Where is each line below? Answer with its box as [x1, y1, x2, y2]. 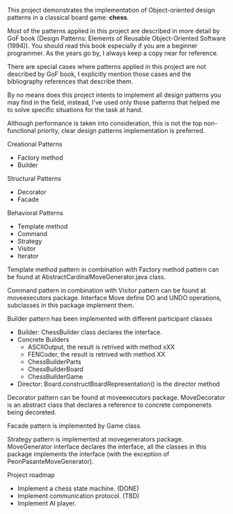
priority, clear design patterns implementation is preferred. [37, 127, 205, 134]
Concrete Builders [17, 336, 70, 343]
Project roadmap [7, 471, 56, 479]
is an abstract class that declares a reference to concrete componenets [7, 400, 212, 409]
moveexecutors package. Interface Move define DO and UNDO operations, [7, 294, 222, 302]
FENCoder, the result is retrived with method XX [27, 350, 166, 358]
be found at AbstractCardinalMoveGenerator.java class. [7, 273, 166, 281]
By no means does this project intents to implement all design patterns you [7, 91, 221, 99]
